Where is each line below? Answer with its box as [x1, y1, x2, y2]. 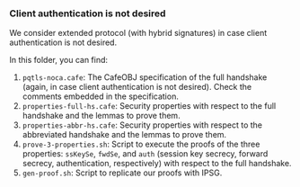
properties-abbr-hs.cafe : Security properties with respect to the [22, 120, 263, 130]
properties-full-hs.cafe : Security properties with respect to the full [22, 101, 277, 111]
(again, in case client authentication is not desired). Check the [22, 82, 252, 93]
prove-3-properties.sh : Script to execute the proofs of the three [22, 138, 260, 150]
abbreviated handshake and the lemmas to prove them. [22, 129, 227, 140]
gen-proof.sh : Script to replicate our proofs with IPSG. [22, 167, 223, 178]
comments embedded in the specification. [22, 91, 180, 102]
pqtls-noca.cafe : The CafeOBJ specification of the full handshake [22, 72, 268, 83]
